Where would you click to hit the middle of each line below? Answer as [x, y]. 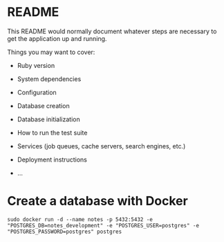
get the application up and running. [57, 38]
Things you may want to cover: [51, 52]
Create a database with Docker [97, 201]
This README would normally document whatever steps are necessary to [112, 31]
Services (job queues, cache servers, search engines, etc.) [101, 146]
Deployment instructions [52, 159]
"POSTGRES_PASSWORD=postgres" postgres [65, 232]
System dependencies [49, 79]
